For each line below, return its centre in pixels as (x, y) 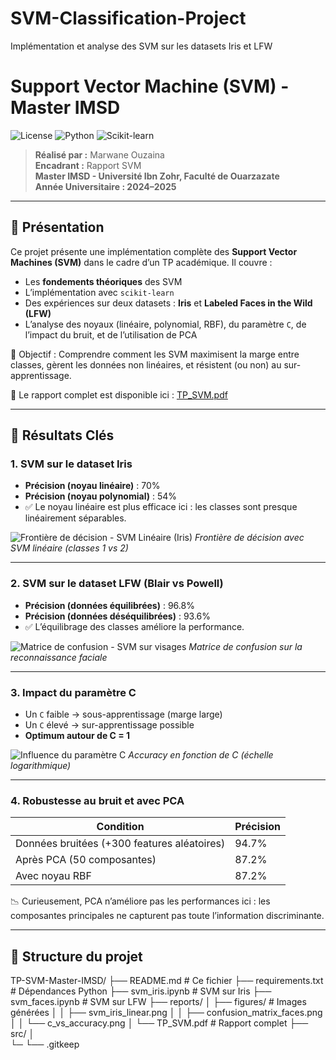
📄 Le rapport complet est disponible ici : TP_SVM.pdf (119, 394)
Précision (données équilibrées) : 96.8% (109, 605)
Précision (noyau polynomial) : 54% (100, 496)
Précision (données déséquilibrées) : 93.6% (118, 616)
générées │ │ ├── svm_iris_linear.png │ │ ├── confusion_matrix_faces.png (166, 1013)
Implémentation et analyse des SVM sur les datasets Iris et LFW (141, 46)
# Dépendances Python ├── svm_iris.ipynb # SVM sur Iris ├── (141, 991)
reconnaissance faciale (59, 657)
